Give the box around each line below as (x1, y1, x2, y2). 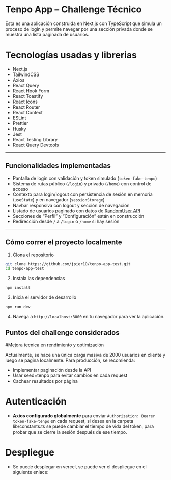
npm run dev (5, 305, 31, 310)
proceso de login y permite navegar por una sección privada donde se (5, 26, 153, 32)
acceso (12, 186, 28, 192)
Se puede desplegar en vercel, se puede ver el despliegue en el (12, 463, 147, 470)
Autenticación (5, 396, 67, 407)
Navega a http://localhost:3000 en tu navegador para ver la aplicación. (12, 314, 165, 319)
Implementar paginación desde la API (12, 367, 92, 373)
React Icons (12, 98, 38, 105)
